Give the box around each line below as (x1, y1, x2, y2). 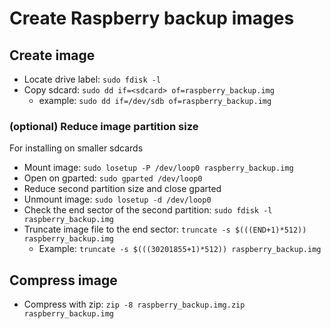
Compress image (9, 272, 118, 289)
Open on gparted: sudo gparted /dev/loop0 (23, 172, 203, 184)
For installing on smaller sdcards (9, 142, 144, 154)
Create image (9, 47, 96, 64)
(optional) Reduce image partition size (9, 119, 199, 133)
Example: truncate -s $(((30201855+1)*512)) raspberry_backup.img (38, 243, 322, 255)
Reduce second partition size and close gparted (23, 183, 222, 195)
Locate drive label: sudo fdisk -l (23, 73, 162, 85)
